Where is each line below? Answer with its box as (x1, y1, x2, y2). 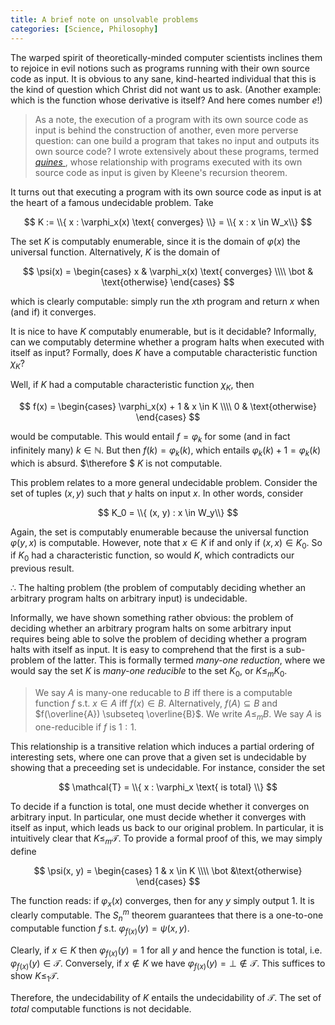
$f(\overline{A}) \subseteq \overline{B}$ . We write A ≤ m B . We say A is (34, 708, 322, 722)
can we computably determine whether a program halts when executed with (10, 336, 325, 348)
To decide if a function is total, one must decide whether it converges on (10, 800, 310, 812)
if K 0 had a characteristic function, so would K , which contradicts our (10, 549, 295, 564)
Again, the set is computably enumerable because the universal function (10, 526, 310, 538)
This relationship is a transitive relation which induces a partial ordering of (10, 740, 315, 752)
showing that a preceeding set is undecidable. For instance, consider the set (10, 761, 326, 773)
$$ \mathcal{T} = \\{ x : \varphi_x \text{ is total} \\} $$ (58, 781, 278, 793)
